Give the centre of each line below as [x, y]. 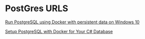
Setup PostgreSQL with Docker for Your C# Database [59, 31]
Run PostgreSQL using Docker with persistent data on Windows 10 [72, 22]
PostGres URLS [37, 9]
